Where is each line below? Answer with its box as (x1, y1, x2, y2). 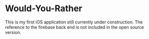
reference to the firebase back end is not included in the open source (5, 24, 145, 30)
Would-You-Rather (5, 3, 83, 14)
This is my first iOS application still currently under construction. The (5, 19, 143, 25)
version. (5, 29, 21, 35)
